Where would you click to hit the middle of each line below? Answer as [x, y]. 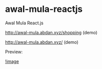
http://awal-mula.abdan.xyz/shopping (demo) [51, 32]
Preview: [14, 52]
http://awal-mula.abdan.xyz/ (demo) [42, 42]
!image [12, 61]
